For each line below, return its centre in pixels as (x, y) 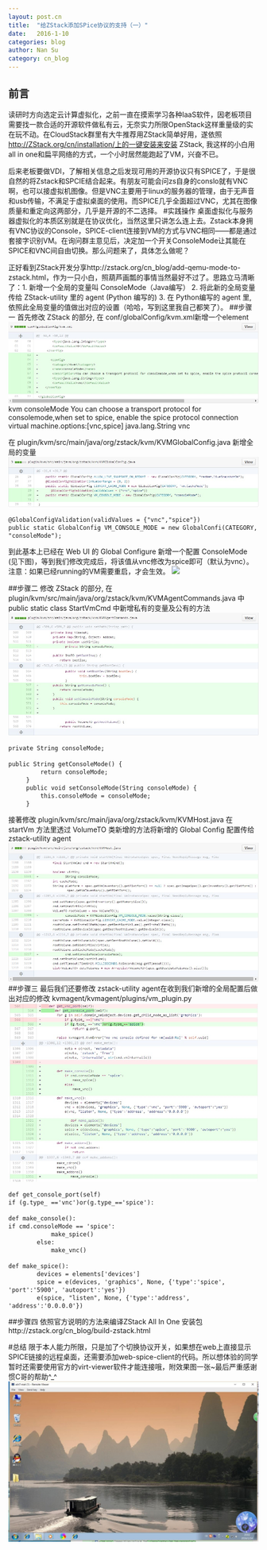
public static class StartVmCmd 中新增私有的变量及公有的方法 (109, 608)
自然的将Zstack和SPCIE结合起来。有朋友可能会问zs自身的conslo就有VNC (128, 181)
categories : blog (37, 42)
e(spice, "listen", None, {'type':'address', (114, 1298)
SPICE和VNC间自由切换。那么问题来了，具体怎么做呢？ (99, 250)
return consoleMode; (74, 772)
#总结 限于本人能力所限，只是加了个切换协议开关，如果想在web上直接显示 (130, 1347)
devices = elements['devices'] (89, 1274)
